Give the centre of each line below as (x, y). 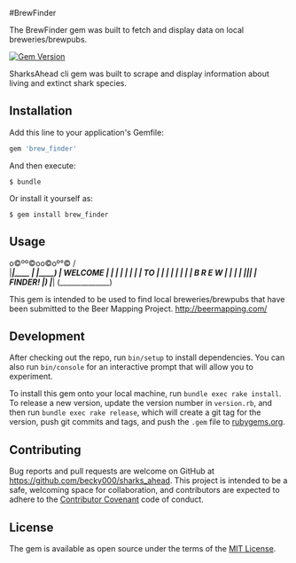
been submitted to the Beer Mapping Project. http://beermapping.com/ (138, 309)
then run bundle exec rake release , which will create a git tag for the (135, 412)
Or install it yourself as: (51, 198)
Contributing (45, 450)
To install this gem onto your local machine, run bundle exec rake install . (145, 394)
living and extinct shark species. (68, 83)
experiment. (31, 377)
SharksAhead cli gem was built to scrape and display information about (140, 74)
